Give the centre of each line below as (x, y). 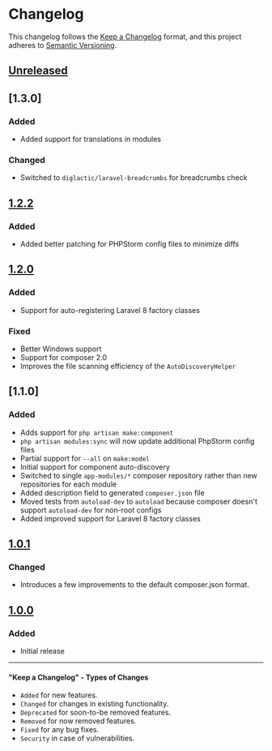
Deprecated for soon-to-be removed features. (96, 712)
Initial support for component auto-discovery (95, 466)
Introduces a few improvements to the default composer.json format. (134, 585)
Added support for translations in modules (91, 139)
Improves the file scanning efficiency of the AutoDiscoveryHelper (128, 366)
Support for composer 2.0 (64, 357)
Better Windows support (61, 349)
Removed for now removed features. (78, 721)
